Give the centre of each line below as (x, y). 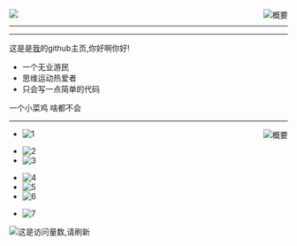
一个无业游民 (45, 67)
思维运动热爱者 (49, 78)
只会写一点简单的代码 (61, 89)
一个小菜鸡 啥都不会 (45, 108)
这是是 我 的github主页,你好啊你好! (69, 48)
